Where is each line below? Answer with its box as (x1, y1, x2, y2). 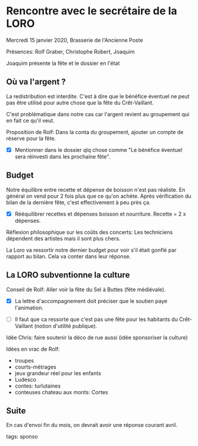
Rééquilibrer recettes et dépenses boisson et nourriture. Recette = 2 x (14, 210, 186, 217)
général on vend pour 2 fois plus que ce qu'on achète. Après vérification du (6, 192, 191, 199)
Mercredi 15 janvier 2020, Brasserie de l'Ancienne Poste (6, 36, 143, 43)
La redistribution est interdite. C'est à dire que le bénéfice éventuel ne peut (6, 92, 190, 99)
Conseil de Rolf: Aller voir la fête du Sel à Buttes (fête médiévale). (6, 286, 166, 293)
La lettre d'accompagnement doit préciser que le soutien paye (14, 297, 168, 304)
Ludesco (14, 376, 37, 383)
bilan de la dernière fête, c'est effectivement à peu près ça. (6, 198, 151, 206)
